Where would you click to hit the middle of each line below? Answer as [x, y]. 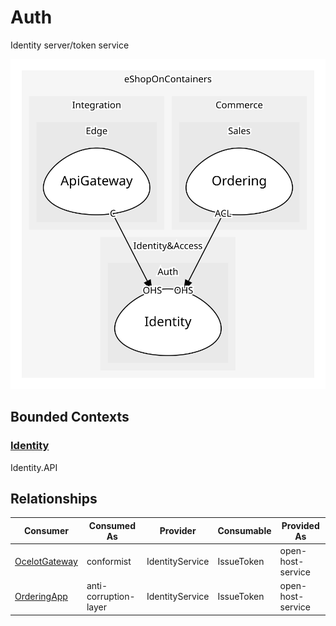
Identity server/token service [70, 45]
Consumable [244, 531]
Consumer [46, 531]
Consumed [112, 525]
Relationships [54, 498]
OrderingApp [41, 597]
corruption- [111, 597]
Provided [300, 525]
